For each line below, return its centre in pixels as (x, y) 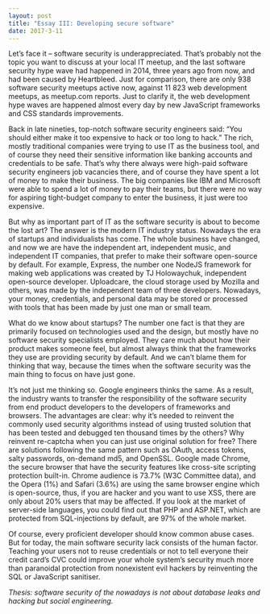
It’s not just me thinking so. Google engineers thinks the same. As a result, (131, 390)
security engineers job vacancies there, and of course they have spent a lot (134, 172)
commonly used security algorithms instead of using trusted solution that (130, 425)
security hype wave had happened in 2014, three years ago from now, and (132, 71)
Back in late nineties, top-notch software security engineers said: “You (125, 129)
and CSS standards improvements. (66, 114)
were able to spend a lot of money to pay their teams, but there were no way (135, 189)
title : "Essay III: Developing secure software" (91, 23)
